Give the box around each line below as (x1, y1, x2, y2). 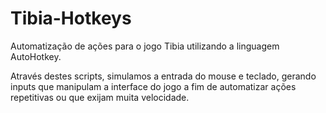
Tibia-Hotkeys (10, 7, 132, 30)
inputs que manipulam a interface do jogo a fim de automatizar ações (10, 80, 297, 92)
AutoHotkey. (10, 50, 62, 62)
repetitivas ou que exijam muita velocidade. (10, 91, 190, 103)
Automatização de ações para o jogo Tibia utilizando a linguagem (10, 40, 280, 52)
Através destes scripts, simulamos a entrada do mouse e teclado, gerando (10, 70, 317, 82)
